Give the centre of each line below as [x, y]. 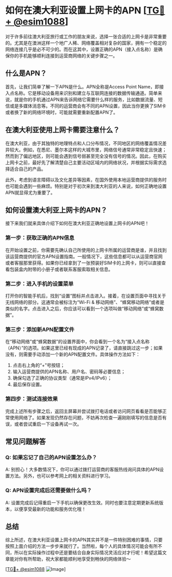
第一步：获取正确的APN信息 [40, 238]
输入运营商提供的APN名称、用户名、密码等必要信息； [69, 372]
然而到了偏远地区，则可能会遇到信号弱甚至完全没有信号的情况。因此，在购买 [86, 156]
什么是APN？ [26, 73]
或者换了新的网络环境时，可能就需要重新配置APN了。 [62, 112]
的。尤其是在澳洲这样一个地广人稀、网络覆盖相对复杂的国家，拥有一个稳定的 [86, 43]
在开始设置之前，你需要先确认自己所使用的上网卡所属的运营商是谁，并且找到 [86, 250]
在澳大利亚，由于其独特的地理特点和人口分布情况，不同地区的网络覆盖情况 [84, 143]
